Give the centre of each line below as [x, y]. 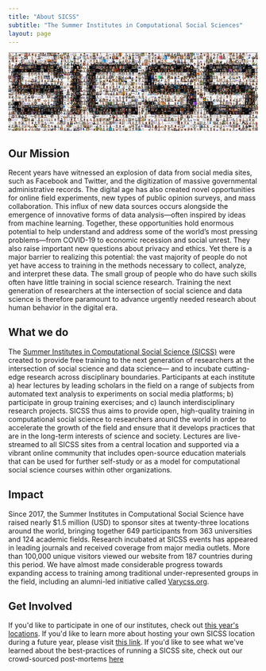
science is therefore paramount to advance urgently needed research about [132, 299]
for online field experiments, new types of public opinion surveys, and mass [132, 198]
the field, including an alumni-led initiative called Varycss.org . [109, 581]
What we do [39, 332]
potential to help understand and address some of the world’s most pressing [133, 232]
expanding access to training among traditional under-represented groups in [133, 573]
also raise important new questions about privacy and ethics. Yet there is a [130, 249]
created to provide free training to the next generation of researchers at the [131, 360]
